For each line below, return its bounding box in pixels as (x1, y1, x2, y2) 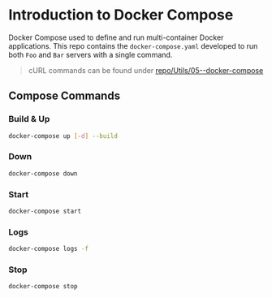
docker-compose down (8, 169, 79, 178)
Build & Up (8, 114, 50, 125)
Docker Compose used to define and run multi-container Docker (8, 32, 224, 42)
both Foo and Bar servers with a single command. (8, 50, 173, 59)
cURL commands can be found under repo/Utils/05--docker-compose (28, 65, 264, 75)
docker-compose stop (8, 283, 79, 291)
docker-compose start (8, 207, 82, 215)
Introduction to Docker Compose (8, 6, 234, 24)
